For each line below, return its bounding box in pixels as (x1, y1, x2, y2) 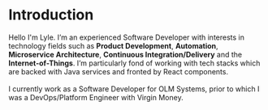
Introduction (8, 6, 94, 24)
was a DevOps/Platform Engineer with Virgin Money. (8, 92, 184, 102)
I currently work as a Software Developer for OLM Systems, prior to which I (8, 83, 260, 94)
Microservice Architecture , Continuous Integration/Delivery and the (8, 49, 242, 59)
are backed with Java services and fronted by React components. (8, 66, 229, 76)
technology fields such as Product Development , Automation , (8, 40, 218, 50)
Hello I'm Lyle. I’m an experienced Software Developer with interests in (8, 32, 245, 42)
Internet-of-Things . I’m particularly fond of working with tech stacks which (8, 58, 261, 68)
